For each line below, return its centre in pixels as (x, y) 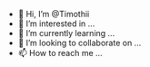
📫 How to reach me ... (60, 53)
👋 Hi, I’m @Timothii (54, 14)
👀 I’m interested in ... (56, 24)
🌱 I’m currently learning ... (66, 33)
